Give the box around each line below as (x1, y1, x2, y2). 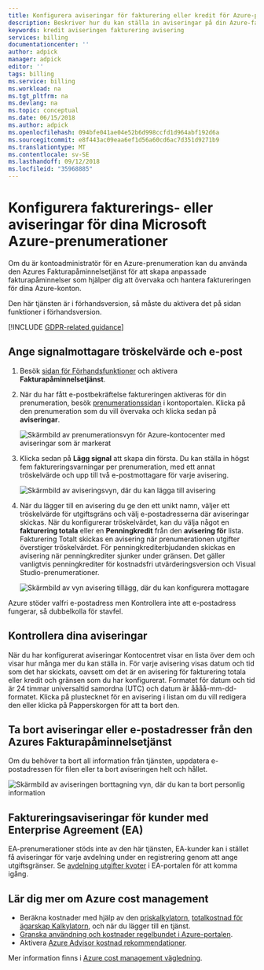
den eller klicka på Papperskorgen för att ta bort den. (8, 700, 180, 710)
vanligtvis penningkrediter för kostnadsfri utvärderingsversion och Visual (19, 559, 256, 569)
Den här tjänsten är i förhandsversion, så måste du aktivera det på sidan (8, 298, 241, 308)
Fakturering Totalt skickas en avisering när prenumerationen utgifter (19, 534, 240, 544)
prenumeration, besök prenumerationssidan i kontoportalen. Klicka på (19, 398, 246, 408)
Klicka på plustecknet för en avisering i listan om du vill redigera (38, 692, 247, 701)
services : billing (8, 33, 68, 42)
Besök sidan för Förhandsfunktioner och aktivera (19, 366, 178, 375)
